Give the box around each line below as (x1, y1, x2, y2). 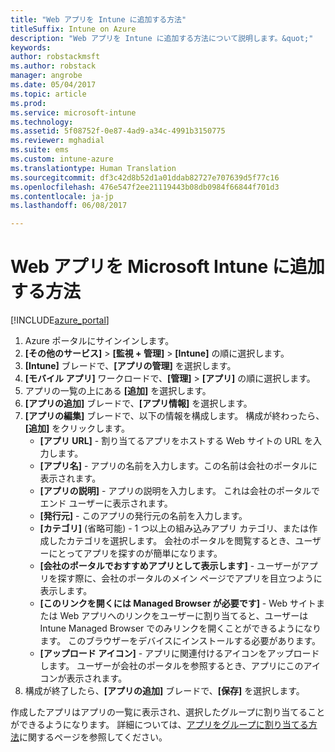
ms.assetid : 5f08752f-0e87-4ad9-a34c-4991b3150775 (10, 126, 226, 136)
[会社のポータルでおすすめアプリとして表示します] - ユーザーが (39, 560, 301, 572)
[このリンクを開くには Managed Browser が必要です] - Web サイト (39, 597, 317, 610)
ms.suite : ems (10, 145, 70, 155)
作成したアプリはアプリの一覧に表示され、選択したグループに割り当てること (10, 706, 326, 718)
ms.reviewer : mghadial (10, 136, 105, 146)
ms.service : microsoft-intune (10, 107, 137, 118)
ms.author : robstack (10, 61, 97, 71)
